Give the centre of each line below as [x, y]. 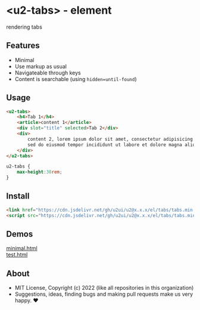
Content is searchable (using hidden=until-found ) [76, 79]
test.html [17, 255]
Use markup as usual [41, 66]
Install [18, 196]
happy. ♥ [26, 300]
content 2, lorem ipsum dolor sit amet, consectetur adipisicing [110, 139]
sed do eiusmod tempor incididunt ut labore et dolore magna [105, 145]
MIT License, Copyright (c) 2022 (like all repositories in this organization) [104, 288]
